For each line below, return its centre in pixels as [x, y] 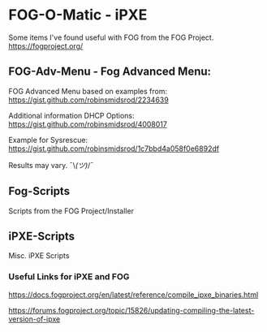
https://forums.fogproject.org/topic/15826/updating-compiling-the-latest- [131, 310]
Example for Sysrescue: [48, 140]
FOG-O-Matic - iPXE [78, 15]
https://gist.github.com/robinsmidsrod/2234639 [88, 100]
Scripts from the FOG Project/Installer [71, 211]
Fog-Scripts [39, 191]
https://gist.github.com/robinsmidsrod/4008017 [88, 124]
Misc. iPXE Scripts [39, 256]
